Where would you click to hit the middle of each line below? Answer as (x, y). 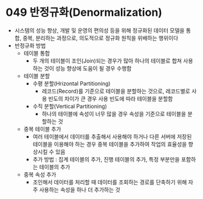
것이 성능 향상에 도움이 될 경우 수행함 (88, 68)
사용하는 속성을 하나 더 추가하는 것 (80, 189)
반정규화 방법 (30, 46)
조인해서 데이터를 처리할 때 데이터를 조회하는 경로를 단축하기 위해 (110, 182)
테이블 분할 (36, 76)
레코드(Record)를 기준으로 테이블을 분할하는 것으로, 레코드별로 (116, 91)
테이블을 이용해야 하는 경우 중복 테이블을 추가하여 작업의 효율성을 (110, 144)
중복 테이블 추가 (42, 129)
